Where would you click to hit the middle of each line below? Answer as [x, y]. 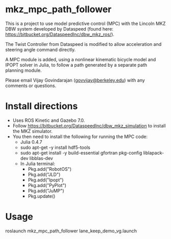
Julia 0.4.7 [31, 142]
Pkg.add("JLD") [44, 174]
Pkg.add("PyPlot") [47, 185]
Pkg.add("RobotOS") [50, 169]
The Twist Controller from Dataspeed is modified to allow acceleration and [83, 44]
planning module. [23, 70]
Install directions [42, 106]
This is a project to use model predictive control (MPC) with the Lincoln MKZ [86, 23]
